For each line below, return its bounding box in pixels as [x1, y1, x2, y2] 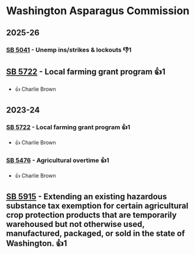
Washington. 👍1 [6, 238, 67, 248]
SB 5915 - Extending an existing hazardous [6, 192, 167, 202]
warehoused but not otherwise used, [6, 219, 145, 229]
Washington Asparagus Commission [6, 4, 190, 18]
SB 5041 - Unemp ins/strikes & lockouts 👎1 [6, 45, 132, 54]
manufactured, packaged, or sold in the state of [6, 228, 185, 238]
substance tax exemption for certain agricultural [6, 200, 188, 210]
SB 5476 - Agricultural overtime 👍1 [6, 156, 109, 164]
